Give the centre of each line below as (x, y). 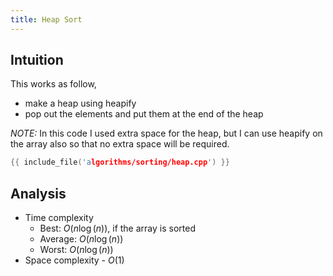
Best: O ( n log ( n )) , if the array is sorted (117, 228)
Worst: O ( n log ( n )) (76, 250)
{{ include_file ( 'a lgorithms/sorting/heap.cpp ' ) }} (120, 162)
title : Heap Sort (46, 19)
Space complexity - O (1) (74, 260)
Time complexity (59, 218)
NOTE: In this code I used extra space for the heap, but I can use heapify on (166, 133)
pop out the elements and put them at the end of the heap (144, 114)
